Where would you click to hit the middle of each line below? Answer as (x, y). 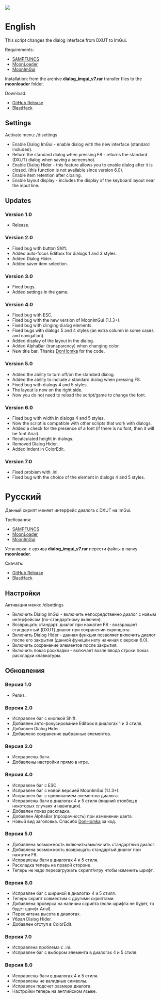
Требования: (18, 520)
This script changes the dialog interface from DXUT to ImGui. (66, 40)
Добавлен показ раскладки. (41, 811)
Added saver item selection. (40, 263)
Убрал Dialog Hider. (32, 919)
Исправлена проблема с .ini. (42, 947)
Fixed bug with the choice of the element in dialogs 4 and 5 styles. (79, 477)
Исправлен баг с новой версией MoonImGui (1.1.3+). (66, 790)
